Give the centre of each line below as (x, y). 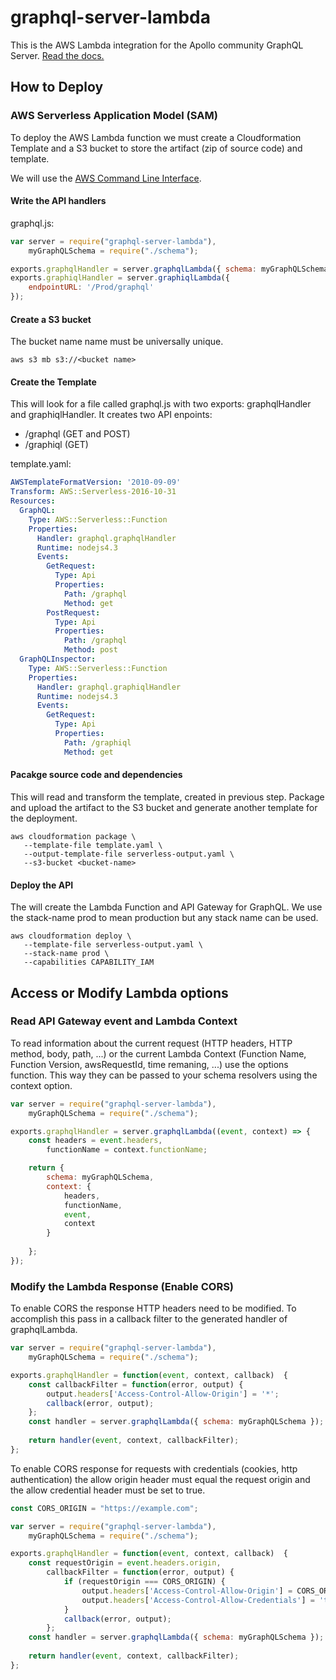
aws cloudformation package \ (73, 836)
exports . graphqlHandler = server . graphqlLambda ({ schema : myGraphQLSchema (169, 269)
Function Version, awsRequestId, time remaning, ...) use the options (149, 1064)
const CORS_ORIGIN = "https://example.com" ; (104, 1508)
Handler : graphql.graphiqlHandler (109, 687)
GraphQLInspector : (58, 659)
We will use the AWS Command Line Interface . (106, 178)
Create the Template (53, 382)
